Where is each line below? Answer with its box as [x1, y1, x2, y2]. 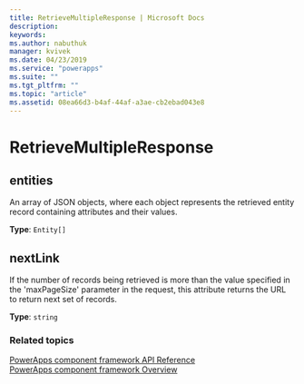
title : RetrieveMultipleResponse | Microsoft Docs [9, 13, 205, 23]
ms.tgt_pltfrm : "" [9, 81, 79, 90]
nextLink [9, 251, 61, 266]
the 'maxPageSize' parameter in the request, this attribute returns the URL [9, 284, 287, 295]
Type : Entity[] [9, 224, 66, 235]
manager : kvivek [9, 47, 71, 56]
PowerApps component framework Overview [9, 364, 178, 375]
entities [9, 172, 54, 188]
